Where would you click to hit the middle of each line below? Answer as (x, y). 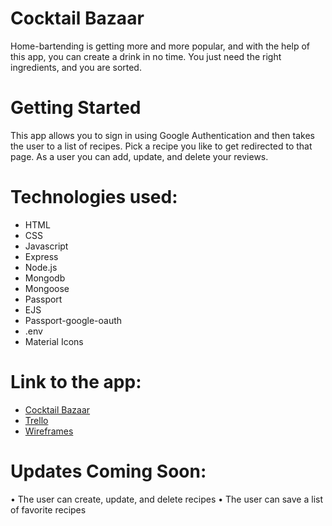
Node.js (41, 267)
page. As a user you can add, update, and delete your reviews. (139, 156)
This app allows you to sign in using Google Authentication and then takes (162, 135)
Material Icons (54, 341)
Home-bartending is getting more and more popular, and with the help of (160, 46)
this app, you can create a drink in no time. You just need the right (146, 56)
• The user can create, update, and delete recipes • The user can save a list (166, 499)
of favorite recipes (48, 509)
